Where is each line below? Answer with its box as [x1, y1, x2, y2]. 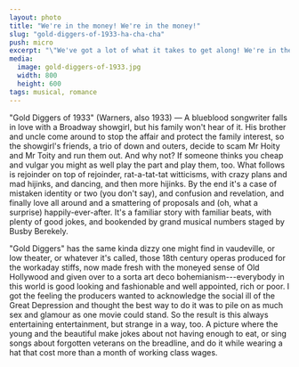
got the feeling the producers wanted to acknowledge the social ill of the [9, 290, 276, 301]
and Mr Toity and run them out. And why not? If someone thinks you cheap [9, 150, 284, 160]
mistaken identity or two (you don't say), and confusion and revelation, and [9, 188, 285, 199]
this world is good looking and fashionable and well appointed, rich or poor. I [9, 281, 290, 291]
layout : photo [9, 12, 62, 22]
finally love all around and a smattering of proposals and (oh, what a [9, 197, 258, 208]
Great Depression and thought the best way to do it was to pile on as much [9, 299, 284, 310]
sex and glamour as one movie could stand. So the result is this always [9, 309, 269, 320]
